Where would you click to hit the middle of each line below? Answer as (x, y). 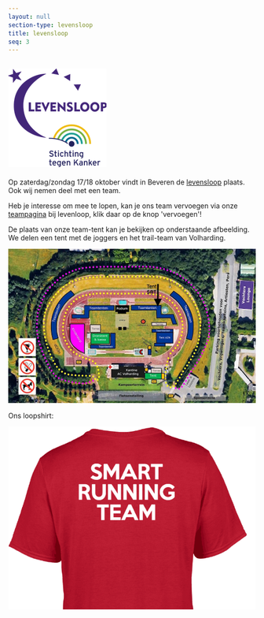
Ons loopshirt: (31, 415)
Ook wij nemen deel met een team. (64, 191)
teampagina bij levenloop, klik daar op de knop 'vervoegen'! (105, 214)
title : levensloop (38, 33)
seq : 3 (19, 42)
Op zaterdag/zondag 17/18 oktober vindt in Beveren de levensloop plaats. (126, 182)
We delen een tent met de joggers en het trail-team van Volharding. (117, 238)
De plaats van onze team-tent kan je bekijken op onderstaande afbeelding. (129, 229)
